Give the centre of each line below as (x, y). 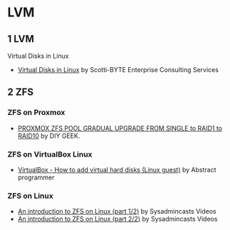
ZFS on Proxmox (36, 113)
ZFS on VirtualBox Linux (50, 154)
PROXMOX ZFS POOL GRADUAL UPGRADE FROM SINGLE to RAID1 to (120, 128)
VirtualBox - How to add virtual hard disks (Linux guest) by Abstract (117, 169)
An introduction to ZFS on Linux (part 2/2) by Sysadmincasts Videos (117, 219)
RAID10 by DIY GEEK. (49, 136)
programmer (36, 177)
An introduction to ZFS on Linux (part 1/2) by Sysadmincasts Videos (117, 211)
